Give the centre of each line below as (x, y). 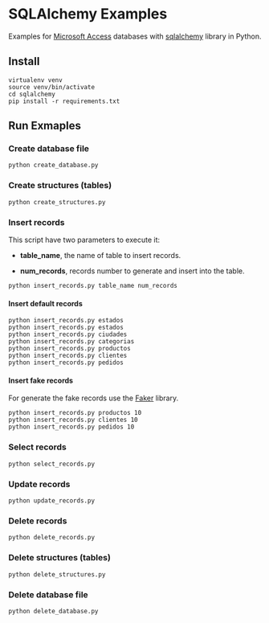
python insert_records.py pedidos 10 (71, 427)
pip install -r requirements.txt (64, 101)
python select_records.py (51, 464)
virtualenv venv (35, 80)
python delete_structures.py (57, 574)
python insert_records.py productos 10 (75, 413)
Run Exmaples (45, 126)
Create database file (49, 149)
